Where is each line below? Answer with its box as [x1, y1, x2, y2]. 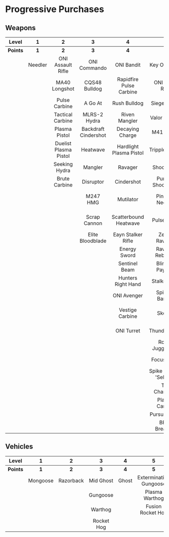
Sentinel [118, 260, 138, 267]
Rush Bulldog [112, 100, 144, 107]
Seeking [53, 161, 73, 167]
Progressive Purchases [5, 4, 105, 15]
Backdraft [81, 126, 105, 132]
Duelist [55, 140, 71, 147]
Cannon [83, 220, 103, 227]
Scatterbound [111, 214, 144, 220]
